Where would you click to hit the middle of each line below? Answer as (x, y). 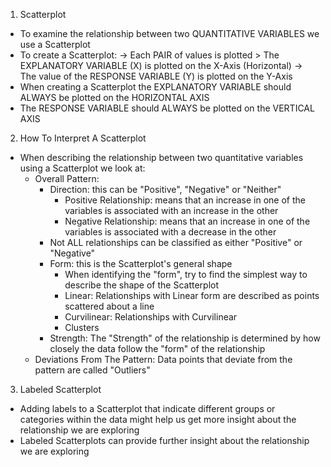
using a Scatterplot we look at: (82, 168)
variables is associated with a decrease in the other (170, 232)
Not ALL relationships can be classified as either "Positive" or (176, 242)
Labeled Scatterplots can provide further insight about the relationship (164, 440)
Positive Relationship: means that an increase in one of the (185, 200)
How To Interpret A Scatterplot (83, 138)
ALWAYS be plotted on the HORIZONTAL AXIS (114, 97)
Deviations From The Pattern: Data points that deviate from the (163, 359)
